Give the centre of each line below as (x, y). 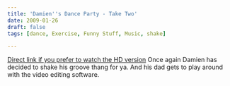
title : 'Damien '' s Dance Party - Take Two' (73, 14)
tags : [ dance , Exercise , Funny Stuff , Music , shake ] (87, 33)
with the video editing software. (53, 75)
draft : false (27, 27)
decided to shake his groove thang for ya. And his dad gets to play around (115, 67)
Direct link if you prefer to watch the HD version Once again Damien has (112, 60)
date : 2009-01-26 (33, 20)
